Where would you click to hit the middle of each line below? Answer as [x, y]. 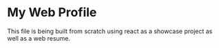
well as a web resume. [39, 38]
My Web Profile [52, 13]
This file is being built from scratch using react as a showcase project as [110, 31]
